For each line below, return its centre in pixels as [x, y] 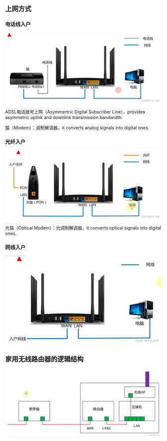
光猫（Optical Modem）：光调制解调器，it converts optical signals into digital [83, 227]
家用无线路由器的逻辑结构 [44, 359]
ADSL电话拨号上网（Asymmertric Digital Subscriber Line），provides [75, 112]
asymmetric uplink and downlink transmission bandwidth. [64, 117]
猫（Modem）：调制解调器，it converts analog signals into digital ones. [77, 128]
